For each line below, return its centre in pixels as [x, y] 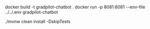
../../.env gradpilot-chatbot [32, 12]
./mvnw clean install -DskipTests [38, 22]
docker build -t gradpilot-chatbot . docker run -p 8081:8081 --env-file [75, 7]
